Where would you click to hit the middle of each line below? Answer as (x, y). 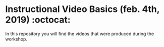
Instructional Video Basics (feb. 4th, (83, 9)
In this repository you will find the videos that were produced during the (80, 33)
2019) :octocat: (38, 20)
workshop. (16, 39)
